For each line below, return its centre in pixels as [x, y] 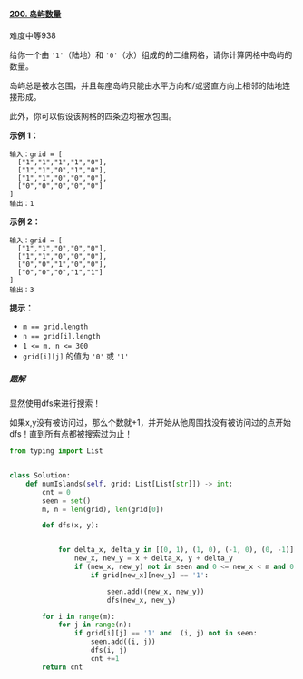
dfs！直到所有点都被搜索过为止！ [71, 434]
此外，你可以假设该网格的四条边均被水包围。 [93, 116]
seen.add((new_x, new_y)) [156, 591]
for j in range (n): [94, 625]
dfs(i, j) [109, 650]
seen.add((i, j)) [123, 642]
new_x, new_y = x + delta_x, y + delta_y [153, 558]
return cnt [63, 667]
